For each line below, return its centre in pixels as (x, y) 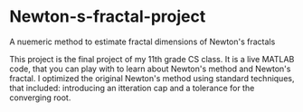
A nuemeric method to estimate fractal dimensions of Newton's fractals (142, 42)
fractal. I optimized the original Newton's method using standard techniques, (152, 78)
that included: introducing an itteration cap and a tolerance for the (132, 88)
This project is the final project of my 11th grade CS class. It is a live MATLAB (152, 59)
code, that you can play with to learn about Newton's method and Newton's (150, 69)
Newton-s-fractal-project (108, 17)
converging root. (40, 98)
